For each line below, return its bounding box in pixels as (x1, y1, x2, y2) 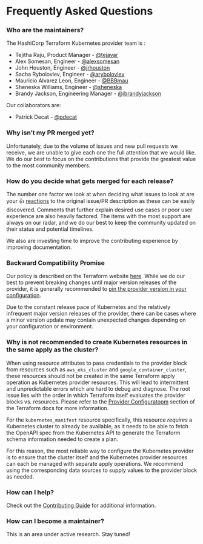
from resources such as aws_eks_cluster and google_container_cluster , (6, 365, 187, 373)
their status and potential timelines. (6, 225, 94, 233)
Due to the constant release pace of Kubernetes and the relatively (6, 304, 171, 311)
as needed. (6, 473, 35, 480)
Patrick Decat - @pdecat (15, 113, 78, 121)
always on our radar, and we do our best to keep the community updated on (6, 219, 196, 227)
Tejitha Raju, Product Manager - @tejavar (15, 51, 118, 59)
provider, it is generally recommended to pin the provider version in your (6, 285, 187, 293)
